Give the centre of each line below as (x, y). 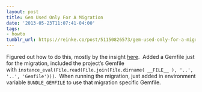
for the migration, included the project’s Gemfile (65, 63)
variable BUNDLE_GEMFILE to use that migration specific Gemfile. (84, 82)
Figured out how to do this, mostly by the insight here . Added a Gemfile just (100, 57)
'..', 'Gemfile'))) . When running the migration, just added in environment (101, 76)
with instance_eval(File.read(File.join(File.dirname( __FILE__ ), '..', (100, 69)
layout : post (23, 12)
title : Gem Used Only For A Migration (55, 17)
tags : (13, 29)
